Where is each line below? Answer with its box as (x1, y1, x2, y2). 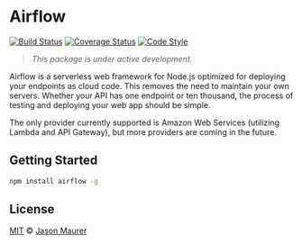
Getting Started (9, 153, 98, 168)
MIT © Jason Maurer (9, 225, 87, 236)
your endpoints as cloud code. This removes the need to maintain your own (9, 80, 290, 91)
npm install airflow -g (9, 176, 99, 185)
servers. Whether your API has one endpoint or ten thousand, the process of (9, 90, 294, 101)
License (9, 202, 55, 217)
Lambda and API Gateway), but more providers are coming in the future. (9, 126, 278, 137)
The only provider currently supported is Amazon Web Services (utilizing (9, 117, 280, 128)
